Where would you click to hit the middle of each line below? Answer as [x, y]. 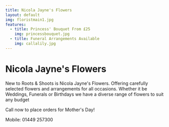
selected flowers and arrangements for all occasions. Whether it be [76, 88]
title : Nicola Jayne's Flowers [39, 10]
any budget [17, 99]
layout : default [23, 15]
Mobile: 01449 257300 [29, 119]
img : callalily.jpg [35, 44]
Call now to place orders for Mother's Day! [50, 110]
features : [16, 24]
